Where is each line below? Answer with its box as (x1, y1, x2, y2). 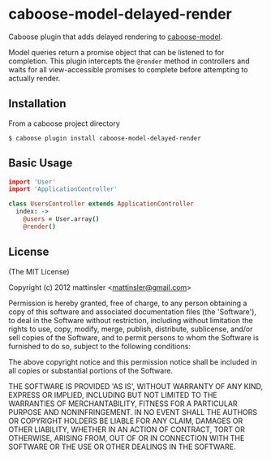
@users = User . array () (23, 215, 100, 223)
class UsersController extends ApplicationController (8, 200, 195, 208)
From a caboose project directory (8, 119, 120, 128)
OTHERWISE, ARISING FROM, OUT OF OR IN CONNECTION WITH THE (8, 433, 245, 443)
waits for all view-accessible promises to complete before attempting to (8, 64, 248, 74)
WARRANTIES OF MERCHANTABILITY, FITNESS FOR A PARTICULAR (8, 399, 238, 408)
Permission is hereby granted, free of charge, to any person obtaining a (8, 298, 247, 308)
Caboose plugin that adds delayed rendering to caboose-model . (8, 32, 223, 41)
